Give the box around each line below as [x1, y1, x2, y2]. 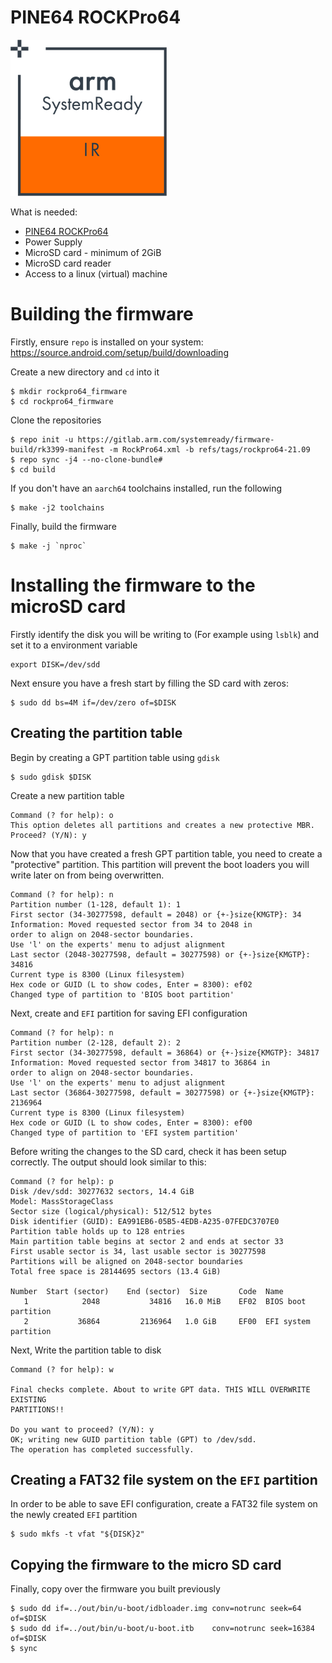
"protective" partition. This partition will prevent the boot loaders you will [10, 858, 310, 870]
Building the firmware [10, 303, 194, 326]
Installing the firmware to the [10, 574, 256, 597]
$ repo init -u [10, 434, 74, 445]
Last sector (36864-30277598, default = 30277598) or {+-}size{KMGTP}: [10, 1087, 315, 1098]
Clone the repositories [10, 414, 102, 426]
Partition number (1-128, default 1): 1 [10, 899, 182, 910]
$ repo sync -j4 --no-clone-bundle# [10, 454, 163, 465]
